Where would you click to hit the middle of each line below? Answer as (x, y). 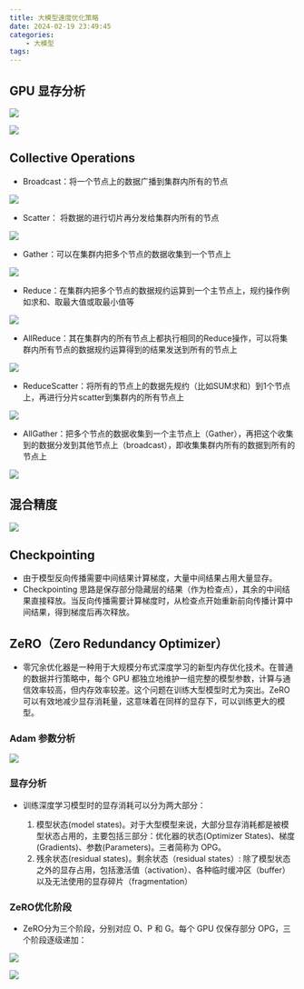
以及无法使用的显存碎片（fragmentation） (114, 881)
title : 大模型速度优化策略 (54, 18)
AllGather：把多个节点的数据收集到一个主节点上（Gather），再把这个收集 (158, 434)
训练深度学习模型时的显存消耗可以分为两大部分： (114, 804)
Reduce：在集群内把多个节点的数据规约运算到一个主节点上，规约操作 (152, 290)
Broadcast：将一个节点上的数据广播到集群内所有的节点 (125, 181)
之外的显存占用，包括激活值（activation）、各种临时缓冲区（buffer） (163, 870)
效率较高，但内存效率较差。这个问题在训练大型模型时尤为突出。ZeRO (160, 690)
